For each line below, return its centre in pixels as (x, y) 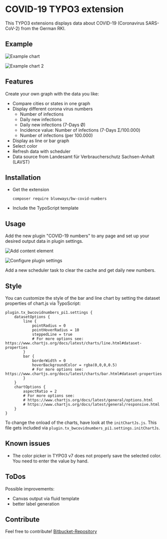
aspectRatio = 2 (40, 391)
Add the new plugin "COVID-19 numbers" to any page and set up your (77, 236)
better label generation (36, 503)
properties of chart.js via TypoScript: (43, 303)
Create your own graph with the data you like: (52, 94)
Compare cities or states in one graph (51, 103)
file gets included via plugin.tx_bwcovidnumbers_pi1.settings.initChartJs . (83, 428)
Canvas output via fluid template (46, 498)
